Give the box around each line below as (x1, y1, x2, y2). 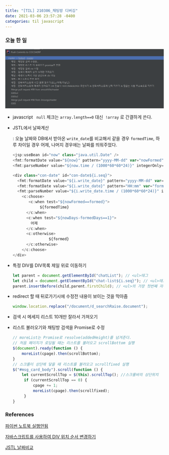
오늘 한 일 (5, 37, 27, 44)
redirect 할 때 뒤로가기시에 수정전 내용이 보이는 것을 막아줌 (12, 293, 128, 299)
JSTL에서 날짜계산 (12, 125, 49, 131)
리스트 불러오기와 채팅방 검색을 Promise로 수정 (12, 324, 105, 331)
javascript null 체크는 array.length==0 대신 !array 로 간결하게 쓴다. (12, 114, 152, 120)
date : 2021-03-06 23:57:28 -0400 (5, 13, 75, 19)
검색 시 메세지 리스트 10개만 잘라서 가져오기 (12, 314, 98, 320)
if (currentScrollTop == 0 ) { (24, 378, 88, 383)
